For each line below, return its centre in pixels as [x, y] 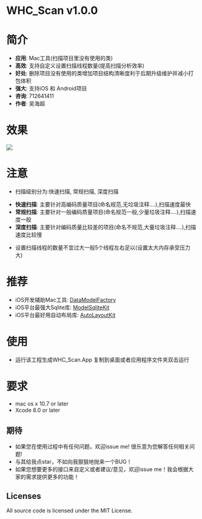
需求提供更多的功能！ [52, 477]
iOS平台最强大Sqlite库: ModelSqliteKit [62, 307]
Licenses [24, 496]
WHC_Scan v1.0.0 [52, 11]
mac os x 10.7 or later [42, 403]
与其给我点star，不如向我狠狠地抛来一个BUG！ [73, 461]
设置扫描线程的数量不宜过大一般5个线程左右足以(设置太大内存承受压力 [103, 247]
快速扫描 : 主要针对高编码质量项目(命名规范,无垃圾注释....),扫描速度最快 [103, 204]
